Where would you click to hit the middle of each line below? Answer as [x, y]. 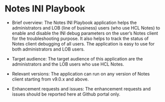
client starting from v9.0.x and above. [50, 79]
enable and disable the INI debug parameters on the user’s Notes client [85, 33]
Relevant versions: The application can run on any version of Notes [81, 73]
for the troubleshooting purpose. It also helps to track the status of [80, 38]
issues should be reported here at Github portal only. [66, 94]
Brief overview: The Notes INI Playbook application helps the [74, 22]
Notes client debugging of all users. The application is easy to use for [83, 43]
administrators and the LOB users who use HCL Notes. [68, 64]
